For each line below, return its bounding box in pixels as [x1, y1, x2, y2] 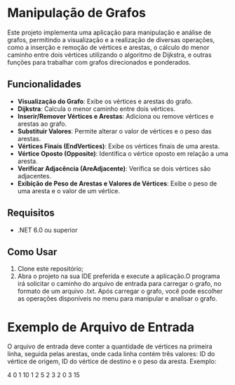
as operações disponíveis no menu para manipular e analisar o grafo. [17, 294, 217, 303]
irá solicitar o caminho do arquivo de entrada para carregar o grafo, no [17, 280, 222, 288]
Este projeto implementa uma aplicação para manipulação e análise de [7, 28, 212, 37]
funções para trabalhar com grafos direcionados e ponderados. [7, 58, 192, 66]
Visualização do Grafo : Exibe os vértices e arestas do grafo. [17, 97, 193, 105]
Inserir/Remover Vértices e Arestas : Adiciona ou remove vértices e [17, 112, 214, 120]
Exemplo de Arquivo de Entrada [7, 319, 195, 335]
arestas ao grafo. [17, 119, 67, 128]
